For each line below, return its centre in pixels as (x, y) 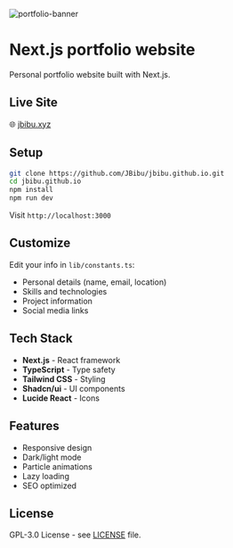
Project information (57, 301)
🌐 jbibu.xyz (30, 124)
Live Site (33, 103)
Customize (40, 243)
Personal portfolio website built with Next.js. (90, 74)
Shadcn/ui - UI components (74, 388)
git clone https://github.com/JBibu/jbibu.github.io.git (117, 173)
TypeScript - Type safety (68, 369)
